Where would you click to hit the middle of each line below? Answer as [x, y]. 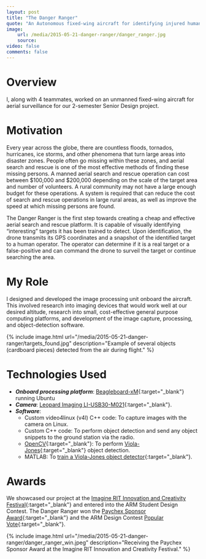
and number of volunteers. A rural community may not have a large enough [101, 186]
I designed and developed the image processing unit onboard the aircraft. [99, 299]
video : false [23, 47]
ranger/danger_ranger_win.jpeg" [48, 542]
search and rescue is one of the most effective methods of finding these [97, 167]
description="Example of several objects [124, 343]
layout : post [23, 12]
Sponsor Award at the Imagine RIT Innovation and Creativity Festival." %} [99, 549]
